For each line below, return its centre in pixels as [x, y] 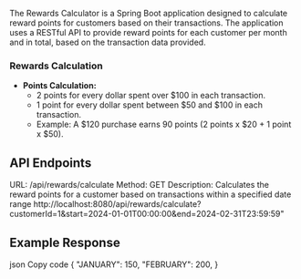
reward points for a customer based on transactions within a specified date [150, 194]
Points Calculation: [60, 86]
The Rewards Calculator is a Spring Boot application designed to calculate [149, 13]
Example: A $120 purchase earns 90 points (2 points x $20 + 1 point [164, 124]
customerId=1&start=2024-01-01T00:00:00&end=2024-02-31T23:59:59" [147, 214]
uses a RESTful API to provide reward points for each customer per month [148, 32]
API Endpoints [51, 163]
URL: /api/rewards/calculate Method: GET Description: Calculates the [140, 185]
